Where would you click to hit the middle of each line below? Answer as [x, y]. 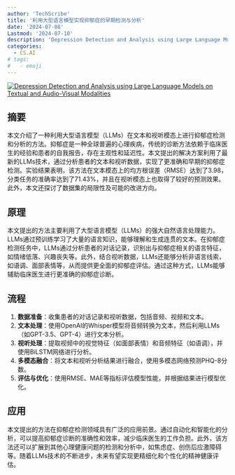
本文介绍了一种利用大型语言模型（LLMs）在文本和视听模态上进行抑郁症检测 [116, 135]
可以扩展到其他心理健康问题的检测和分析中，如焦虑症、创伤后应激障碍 [120, 447]
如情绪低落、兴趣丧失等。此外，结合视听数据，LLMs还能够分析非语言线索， [116, 257]
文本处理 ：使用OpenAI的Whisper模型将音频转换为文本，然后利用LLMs [119, 326]
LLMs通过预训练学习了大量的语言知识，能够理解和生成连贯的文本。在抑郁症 [116, 239]
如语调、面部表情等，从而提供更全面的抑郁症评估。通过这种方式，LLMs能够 [116, 266]
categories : [24, 46]
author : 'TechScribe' [39, 14]
